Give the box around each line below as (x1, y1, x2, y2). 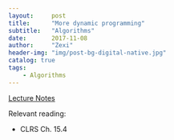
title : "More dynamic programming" (8, 19, 146, 27)
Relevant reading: (8, 109, 67, 118)
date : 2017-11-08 (8, 34, 88, 42)
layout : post (8, 11, 67, 20)
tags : (8, 64, 26, 72)
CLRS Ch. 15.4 (19, 124, 68, 134)
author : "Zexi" (8, 42, 74, 50)
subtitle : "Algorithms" (8, 26, 95, 34)
